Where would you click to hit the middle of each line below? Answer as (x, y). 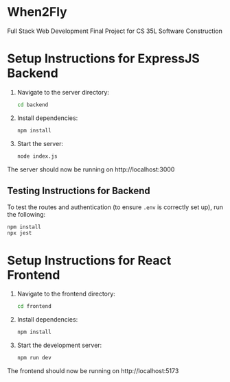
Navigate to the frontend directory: (66, 294)
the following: (26, 215)
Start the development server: (59, 345)
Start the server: (40, 143)
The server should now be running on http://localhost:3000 (91, 169)
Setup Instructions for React (89, 260)
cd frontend (34, 307)
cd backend (33, 105)
